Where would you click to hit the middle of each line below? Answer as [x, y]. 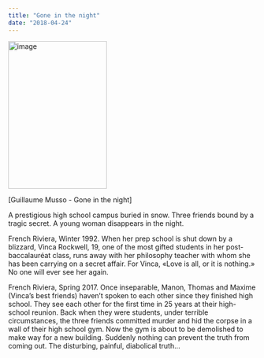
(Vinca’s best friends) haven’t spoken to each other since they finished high [131, 295]
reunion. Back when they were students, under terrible [120, 312]
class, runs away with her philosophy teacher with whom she [151, 255]
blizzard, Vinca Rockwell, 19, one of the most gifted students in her [116, 247]
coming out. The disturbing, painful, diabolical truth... [95, 345]
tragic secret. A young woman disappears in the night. [96, 223]
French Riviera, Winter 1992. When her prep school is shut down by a [120, 238]
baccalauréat [30, 255]
